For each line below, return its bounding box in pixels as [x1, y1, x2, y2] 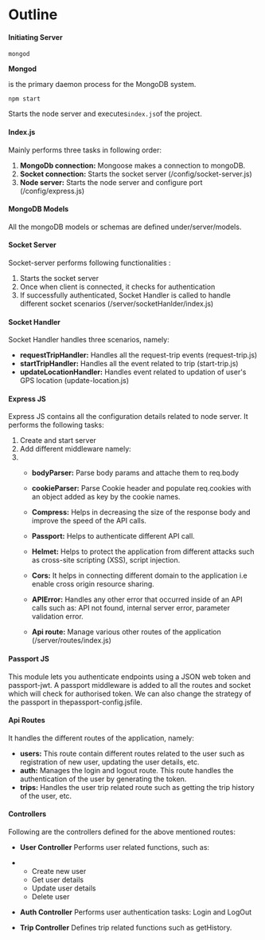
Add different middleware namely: [19, 444, 131, 454]
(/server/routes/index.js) [31, 636, 111, 646]
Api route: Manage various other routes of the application [31, 627, 221, 637]
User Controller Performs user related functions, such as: [19, 843, 209, 852]
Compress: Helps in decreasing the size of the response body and [31, 508, 251, 517]
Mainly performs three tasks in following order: [8, 145, 162, 155]
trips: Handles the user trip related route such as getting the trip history [19, 782, 255, 792]
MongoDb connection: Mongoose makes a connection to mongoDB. [19, 160, 246, 170]
